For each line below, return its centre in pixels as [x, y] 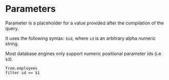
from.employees [22, 68]
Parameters [31, 9]
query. [12, 28]
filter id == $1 [23, 73]
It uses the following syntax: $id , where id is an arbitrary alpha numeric [81, 38]
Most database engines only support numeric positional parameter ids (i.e [83, 54]
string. [12, 43]
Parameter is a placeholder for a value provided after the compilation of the [84, 23]
